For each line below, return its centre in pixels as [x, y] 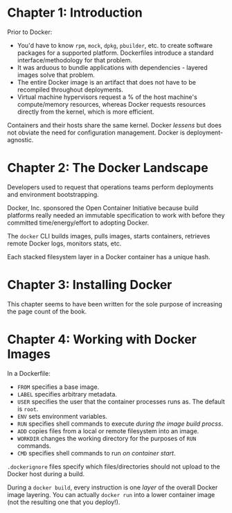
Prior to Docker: [30, 32]
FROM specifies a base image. [58, 387]
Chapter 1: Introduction [75, 13]
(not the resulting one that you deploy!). [64, 502]
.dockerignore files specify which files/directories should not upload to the [114, 467]
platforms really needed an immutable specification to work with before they [116, 215]
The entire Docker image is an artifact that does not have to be [106, 82]
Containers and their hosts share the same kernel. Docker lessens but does [114, 125]
